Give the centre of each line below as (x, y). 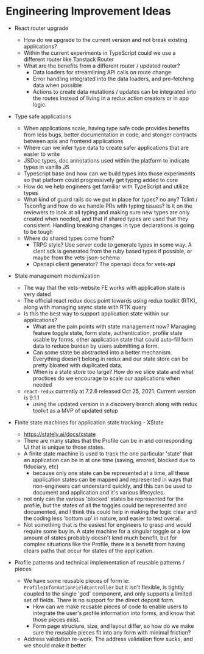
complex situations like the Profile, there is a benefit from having (104, 544)
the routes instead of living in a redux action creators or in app (111, 98)
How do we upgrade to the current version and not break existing (106, 40)
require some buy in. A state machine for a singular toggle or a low (107, 531)
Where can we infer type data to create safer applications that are (106, 147)
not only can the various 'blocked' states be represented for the (104, 499)
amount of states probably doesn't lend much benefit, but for (100, 538)
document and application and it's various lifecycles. (99, 492)
